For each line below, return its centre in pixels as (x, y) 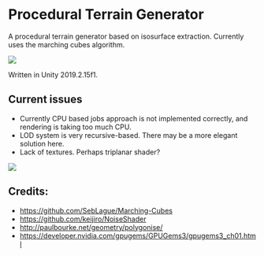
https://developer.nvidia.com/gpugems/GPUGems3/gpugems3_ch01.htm (138, 236)
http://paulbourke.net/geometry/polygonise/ (91, 227)
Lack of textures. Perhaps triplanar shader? (90, 152)
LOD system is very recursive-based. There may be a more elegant (128, 135)
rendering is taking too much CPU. (75, 127)
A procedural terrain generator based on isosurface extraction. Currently (126, 36)
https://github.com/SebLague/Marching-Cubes (96, 210)
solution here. (42, 143)
